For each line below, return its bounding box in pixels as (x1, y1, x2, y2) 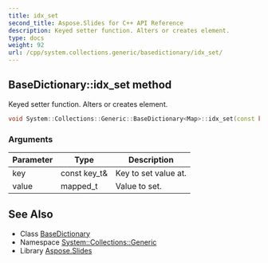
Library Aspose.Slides (19, 245, 93, 255)
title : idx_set (8, 11, 59, 20)
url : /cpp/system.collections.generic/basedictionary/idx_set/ (8, 49, 223, 57)
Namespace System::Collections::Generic (19, 237, 157, 247)
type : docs (8, 33, 45, 42)
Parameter (12, 154, 53, 165)
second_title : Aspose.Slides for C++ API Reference (8, 19, 183, 27)
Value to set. (115, 180, 162, 191)
